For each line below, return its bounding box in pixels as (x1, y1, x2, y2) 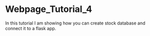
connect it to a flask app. (5, 25, 56, 31)
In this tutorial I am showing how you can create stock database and (5, 20, 145, 26)
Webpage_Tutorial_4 (5, 3, 92, 15)
